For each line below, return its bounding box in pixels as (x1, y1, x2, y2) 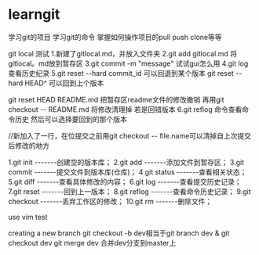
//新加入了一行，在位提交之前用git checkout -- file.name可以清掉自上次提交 (8, 131, 252, 140)
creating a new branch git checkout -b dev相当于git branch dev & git (8, 228, 230, 238)
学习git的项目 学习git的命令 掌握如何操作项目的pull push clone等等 (8, 32, 222, 41)
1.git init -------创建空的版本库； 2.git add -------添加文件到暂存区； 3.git (8, 157, 245, 167)
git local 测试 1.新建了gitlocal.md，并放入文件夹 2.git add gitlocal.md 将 (8, 48, 238, 58)
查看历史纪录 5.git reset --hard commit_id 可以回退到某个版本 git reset (8, 68, 234, 77)
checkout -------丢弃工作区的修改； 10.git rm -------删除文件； (8, 196, 213, 206)
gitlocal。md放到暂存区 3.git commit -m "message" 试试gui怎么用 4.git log (8, 59, 249, 68)
